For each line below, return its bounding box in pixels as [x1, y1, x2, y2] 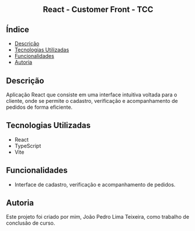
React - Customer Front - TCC [43, 5, 154, 15]
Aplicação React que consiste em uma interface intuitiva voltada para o [6, 91, 177, 98]
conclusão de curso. [6, 219, 55, 227]
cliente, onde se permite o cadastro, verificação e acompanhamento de [6, 98, 178, 105]
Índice [6, 25, 29, 35]
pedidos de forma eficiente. [6, 104, 73, 111]
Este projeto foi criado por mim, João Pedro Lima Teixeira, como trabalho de [6, 213, 190, 220]
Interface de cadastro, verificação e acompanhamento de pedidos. [14, 181, 176, 188]
